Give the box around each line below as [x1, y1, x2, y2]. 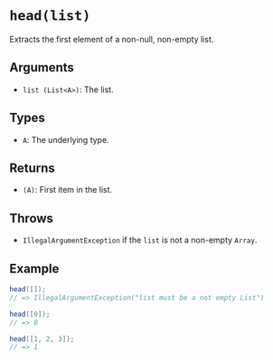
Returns [9, 160, 56, 175]
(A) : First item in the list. [22, 185, 113, 195]
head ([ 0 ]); [9, 309, 51, 318]
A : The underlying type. [22, 134, 110, 145]
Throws [9, 211, 54, 226]
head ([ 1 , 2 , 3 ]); [9, 334, 75, 344]
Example [9, 261, 60, 276]
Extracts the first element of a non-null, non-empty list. [9, 33, 214, 44]
